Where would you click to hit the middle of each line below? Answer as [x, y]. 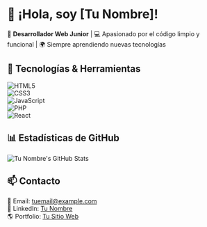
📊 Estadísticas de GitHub [64, 138]
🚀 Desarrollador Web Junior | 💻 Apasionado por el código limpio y [104, 33]
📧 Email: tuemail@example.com [52, 201]
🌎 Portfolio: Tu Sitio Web [43, 217]
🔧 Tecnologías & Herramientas [74, 69]
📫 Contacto [34, 181]
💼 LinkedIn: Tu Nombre [40, 209]
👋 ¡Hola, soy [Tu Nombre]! [83, 14]
